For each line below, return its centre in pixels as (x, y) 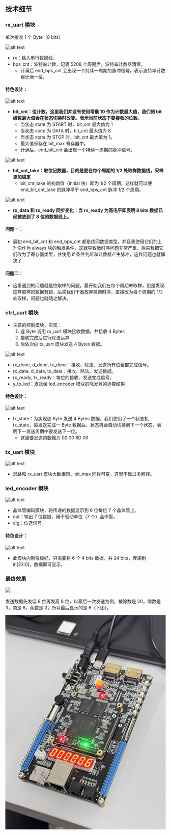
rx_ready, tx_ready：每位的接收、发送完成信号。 (63, 377)
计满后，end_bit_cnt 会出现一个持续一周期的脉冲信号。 (78, 150)
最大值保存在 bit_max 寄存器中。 (54, 143)
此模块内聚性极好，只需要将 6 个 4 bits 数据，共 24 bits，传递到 (79, 558)
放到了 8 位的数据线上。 (47, 217)
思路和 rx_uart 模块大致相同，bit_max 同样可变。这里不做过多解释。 (83, 474)
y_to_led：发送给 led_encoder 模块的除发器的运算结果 (69, 384)
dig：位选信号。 (30, 523)
